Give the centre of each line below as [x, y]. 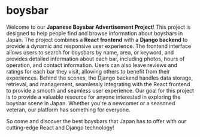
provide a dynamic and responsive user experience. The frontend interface [99, 46]
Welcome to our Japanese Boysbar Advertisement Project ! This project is [99, 27]
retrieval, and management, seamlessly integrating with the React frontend [98, 84]
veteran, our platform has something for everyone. [68, 109]
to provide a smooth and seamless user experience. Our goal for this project [100, 90]
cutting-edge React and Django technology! [60, 127]
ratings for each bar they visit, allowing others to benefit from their [88, 71]
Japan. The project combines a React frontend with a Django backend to [97, 39]
